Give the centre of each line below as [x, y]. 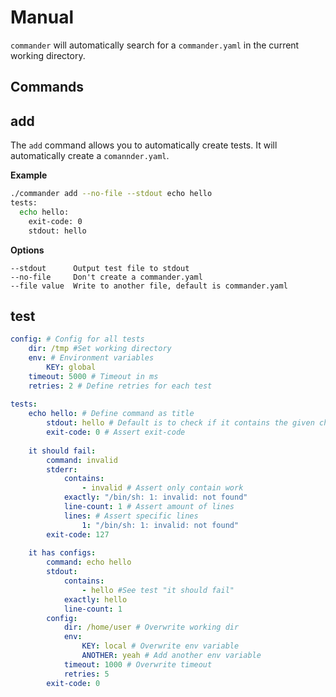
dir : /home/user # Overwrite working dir [151, 627]
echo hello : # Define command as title [111, 414]
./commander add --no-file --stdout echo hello [111, 194]
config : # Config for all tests [77, 339]
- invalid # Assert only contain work [162, 488]
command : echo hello [89, 562]
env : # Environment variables [91, 358]
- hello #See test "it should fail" [158, 590]
